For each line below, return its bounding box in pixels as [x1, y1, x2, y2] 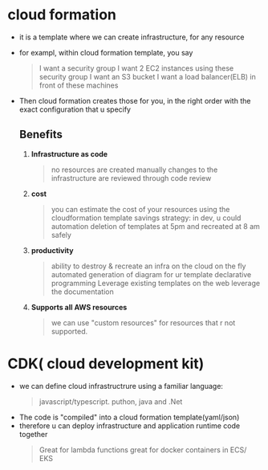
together [18, 429, 48, 439]
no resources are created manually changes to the [51, 165, 218, 174]
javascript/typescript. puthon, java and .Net [39, 396, 183, 407]
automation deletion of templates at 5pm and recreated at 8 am [51, 221, 260, 231]
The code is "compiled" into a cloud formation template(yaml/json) [18, 412, 240, 422]
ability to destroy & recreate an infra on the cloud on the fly [51, 261, 246, 271]
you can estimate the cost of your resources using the [51, 204, 230, 214]
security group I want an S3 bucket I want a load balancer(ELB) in [39, 72, 256, 81]
